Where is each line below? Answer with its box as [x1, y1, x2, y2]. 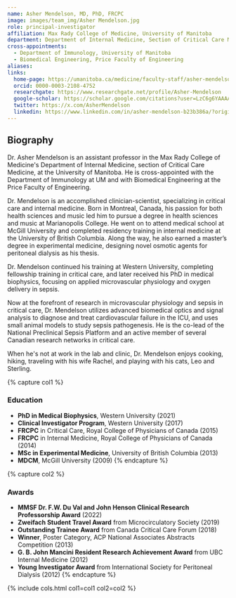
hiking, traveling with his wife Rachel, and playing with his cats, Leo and [7, 356, 215, 365]
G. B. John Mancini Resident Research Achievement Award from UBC [17, 548, 223, 557]
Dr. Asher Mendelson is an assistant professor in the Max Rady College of [7, 152, 221, 162]
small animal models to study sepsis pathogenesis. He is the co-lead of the [7, 320, 225, 329]
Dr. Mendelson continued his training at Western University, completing [7, 262, 214, 271]
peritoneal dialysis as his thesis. [7, 249, 100, 257]
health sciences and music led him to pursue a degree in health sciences [7, 212, 218, 220]
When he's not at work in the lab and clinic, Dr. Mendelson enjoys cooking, [7, 349, 223, 358]
